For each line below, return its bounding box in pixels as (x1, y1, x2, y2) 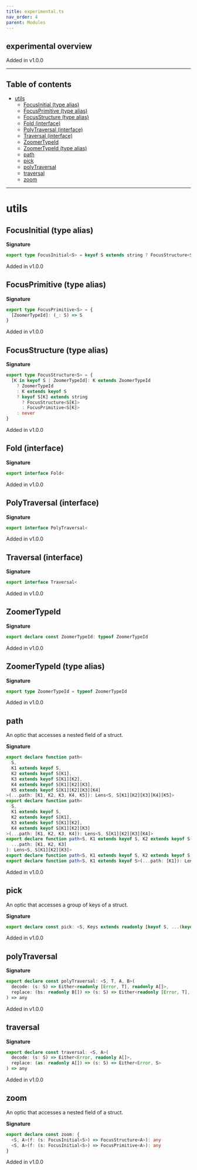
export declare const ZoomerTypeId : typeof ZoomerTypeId (6, 634, 148, 640)
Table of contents (6, 79, 72, 89)
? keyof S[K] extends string (16, 394, 88, 400)
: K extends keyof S (16, 388, 67, 394)
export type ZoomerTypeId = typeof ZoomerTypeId (6, 688, 127, 694)
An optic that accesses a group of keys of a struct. (6, 901, 128, 908)
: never (16, 410, 35, 417)
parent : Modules (6, 19, 46, 25)
